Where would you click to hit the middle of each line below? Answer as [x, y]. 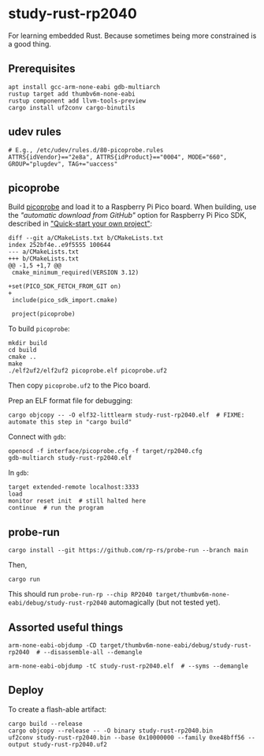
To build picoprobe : [39, 329]
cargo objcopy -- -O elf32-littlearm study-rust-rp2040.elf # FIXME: [126, 415]
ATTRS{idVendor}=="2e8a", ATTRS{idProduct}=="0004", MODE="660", [117, 157]
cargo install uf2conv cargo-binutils [72, 107]
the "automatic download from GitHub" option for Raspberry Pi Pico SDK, [127, 215]
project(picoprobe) [44, 314]
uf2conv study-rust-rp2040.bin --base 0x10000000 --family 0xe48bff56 [126, 737]
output [19, 744]
